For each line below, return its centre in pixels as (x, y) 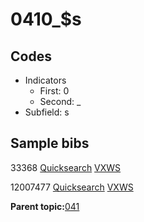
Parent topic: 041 (45, 206)
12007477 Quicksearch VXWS (72, 187)
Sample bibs (50, 143)
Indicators (45, 80)
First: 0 (54, 91)
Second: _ (60, 101)
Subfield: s (47, 112)
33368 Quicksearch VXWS (66, 167)
